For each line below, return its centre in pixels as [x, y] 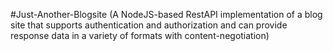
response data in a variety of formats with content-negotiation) [140, 35]
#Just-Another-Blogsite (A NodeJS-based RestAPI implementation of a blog [166, 14]
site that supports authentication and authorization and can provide [149, 25]
